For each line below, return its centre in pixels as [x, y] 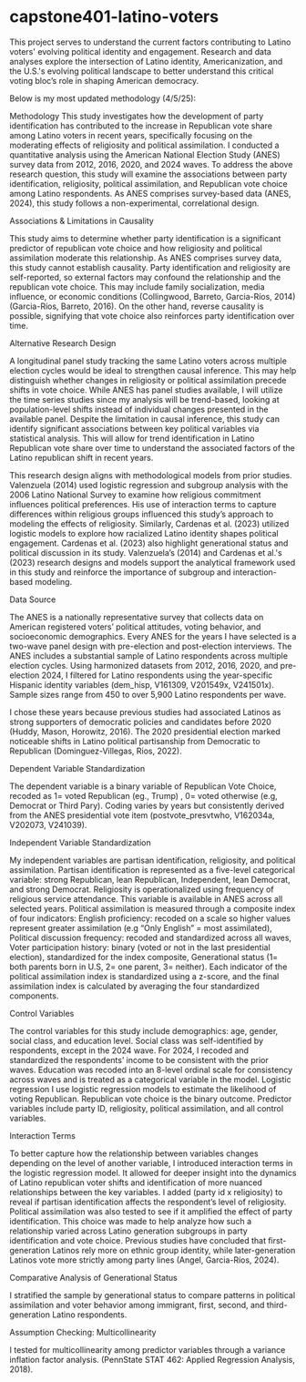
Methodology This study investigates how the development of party [137, 116]
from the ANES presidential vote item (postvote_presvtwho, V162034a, [142, 815]
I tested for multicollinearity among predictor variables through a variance [148, 1349]
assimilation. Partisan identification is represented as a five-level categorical [153, 870]
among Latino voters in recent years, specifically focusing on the [131, 135]
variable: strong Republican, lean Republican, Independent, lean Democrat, [150, 879]
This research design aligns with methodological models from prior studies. [151, 475]
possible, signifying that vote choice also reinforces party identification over [152, 315]
